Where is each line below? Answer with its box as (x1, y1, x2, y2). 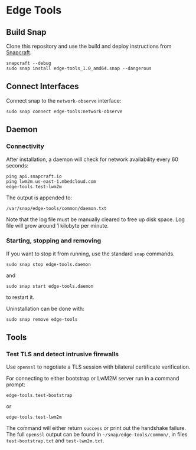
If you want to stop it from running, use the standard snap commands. (6, 250, 175, 257)
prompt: (6, 381, 25, 388)
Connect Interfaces (6, 81, 79, 91)
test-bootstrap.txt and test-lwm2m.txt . (6, 437, 104, 444)
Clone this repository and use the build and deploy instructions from (6, 42, 172, 50)
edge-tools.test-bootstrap (6, 393, 73, 399)
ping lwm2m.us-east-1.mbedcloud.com (6, 178, 96, 185)
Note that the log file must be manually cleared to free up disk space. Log (6, 216, 185, 223)
